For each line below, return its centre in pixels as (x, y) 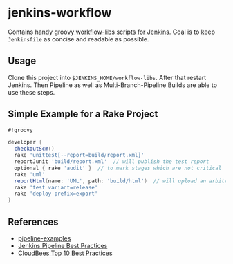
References (33, 221)
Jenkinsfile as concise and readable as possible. (78, 39)
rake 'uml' (30, 174)
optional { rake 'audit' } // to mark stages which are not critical (118, 168)
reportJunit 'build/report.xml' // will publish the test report (112, 162)
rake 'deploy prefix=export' (56, 194)
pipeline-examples (44, 238)
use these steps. (31, 92)
